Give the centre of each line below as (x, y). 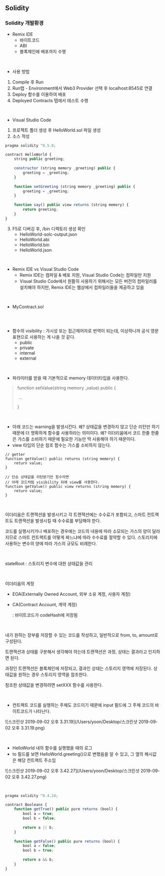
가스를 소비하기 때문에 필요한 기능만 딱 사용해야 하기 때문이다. (77, 439)
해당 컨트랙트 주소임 (37, 760)
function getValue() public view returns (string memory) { (68, 486)
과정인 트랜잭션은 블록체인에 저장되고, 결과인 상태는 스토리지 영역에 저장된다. (79, 668)
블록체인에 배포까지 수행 (43, 51)
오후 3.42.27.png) (29, 777)
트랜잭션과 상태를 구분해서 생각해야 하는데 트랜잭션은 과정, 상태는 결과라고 (76, 652)
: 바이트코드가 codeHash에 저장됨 (45, 615)
